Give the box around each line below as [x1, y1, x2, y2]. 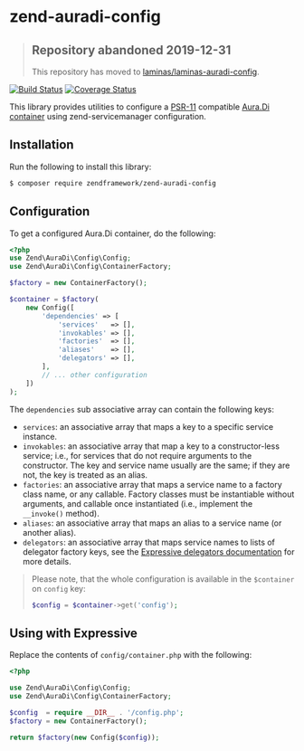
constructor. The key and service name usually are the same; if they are [22, 460, 290, 471]
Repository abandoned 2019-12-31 [31, 43, 232, 58]
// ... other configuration [42, 370, 147, 379]
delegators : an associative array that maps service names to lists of [22, 537, 276, 547]
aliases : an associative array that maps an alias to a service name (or [22, 518, 282, 528]
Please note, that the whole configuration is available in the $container [31, 573, 295, 585]
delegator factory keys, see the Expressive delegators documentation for [22, 546, 295, 557]
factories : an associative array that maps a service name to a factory [22, 479, 282, 490]
